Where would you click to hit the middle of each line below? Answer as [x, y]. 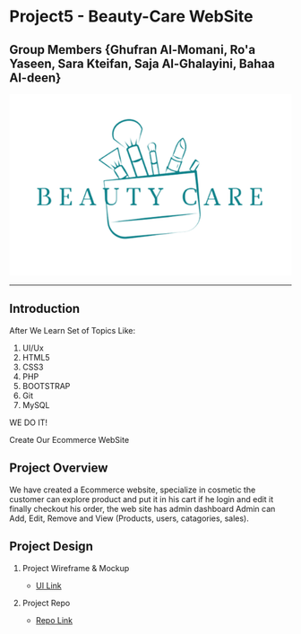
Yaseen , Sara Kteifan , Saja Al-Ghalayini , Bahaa [142, 63]
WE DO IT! [28, 422]
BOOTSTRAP [46, 386]
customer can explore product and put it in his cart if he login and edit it [142, 499]
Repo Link [54, 620]
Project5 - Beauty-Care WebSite [131, 17]
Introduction [45, 309]
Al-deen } [35, 78]
